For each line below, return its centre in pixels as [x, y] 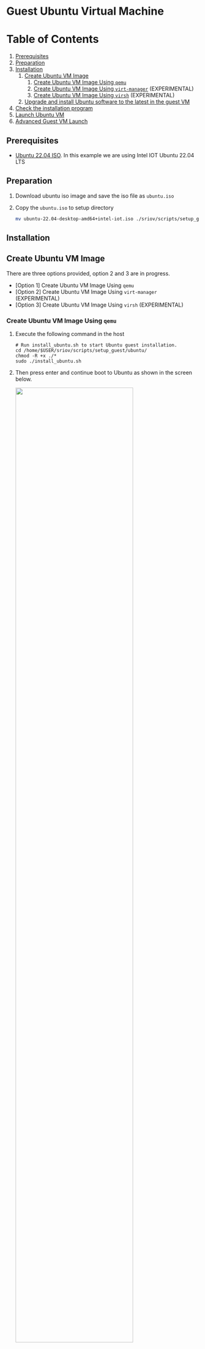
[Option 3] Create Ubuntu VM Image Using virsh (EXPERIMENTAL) [99, 305]
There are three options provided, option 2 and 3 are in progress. [88, 273]
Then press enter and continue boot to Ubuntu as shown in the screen [104, 373]
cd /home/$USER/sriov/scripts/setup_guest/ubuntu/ [81, 351]
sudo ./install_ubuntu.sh [48, 361]
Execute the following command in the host [69, 334]
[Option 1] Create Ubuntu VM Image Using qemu [75, 285]
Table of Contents [53, 39]
